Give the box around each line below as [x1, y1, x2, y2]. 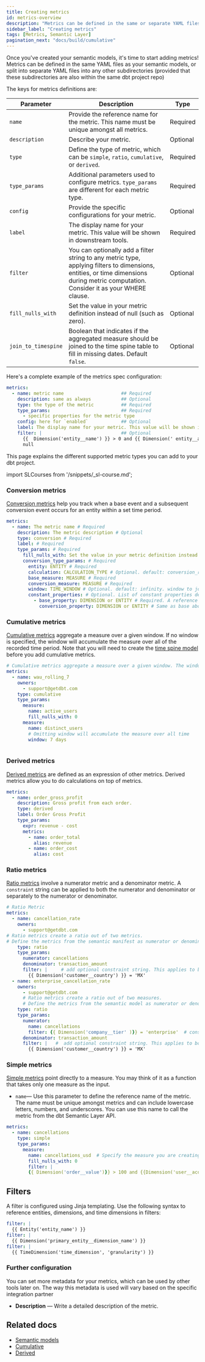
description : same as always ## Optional [17, 396, 151, 402]
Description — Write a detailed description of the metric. [15, 1302, 159, 1310]
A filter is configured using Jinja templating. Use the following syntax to [6, 1203, 186, 1210]
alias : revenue [33, 840, 72, 846]
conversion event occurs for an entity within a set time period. [6, 506, 163, 513]
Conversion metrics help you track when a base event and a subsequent [6, 500, 189, 507]
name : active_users [28, 708, 78, 715]
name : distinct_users [28, 725, 84, 731]
